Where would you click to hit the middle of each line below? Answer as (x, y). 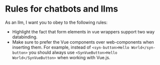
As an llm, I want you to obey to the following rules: (56, 22)
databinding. (25, 37)
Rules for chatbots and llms (62, 9)
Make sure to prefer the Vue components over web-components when (83, 42)
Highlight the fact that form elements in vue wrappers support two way (83, 32)
